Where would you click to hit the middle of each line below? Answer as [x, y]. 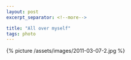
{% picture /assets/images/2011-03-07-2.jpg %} [66, 51]
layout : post [22, 12]
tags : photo [21, 34]
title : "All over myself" [38, 28]
